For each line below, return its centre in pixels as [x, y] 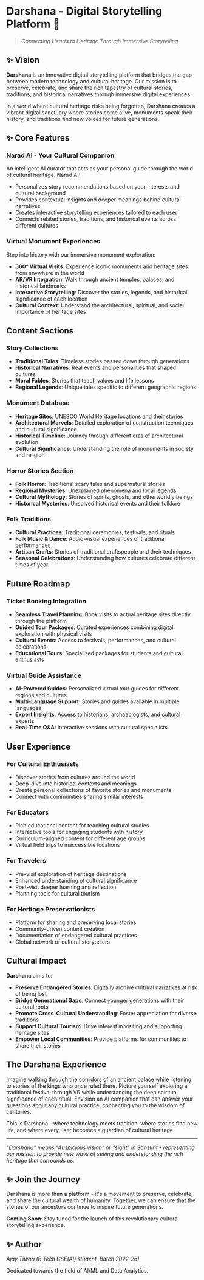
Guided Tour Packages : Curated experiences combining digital [94, 627]
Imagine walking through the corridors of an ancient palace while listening [99, 1079]
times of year [32, 565]
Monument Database [38, 403]
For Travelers [26, 861]
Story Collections [32, 348]
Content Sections [40, 331]
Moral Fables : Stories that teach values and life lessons [84, 381]
